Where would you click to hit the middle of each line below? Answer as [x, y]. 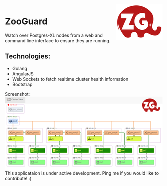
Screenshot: [18, 94]
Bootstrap [22, 84]
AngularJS [23, 74]
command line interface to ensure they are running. [58, 40]
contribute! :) [18, 179]
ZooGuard [27, 22]
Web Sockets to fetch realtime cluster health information [70, 79]
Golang [20, 68]
